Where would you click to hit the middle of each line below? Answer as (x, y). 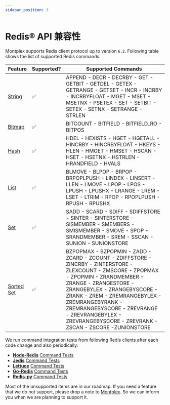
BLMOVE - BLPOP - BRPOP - (101, 172)
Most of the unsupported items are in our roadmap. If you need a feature (81, 386)
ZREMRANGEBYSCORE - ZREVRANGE (112, 308)
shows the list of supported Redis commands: (53, 56)
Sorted (16, 286)
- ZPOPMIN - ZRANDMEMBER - (105, 276)
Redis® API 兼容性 (43, 36)
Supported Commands (114, 69)
